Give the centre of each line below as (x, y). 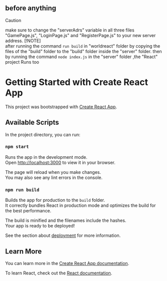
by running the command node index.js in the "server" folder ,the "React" (81, 57)
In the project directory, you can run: (43, 134)
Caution (13, 20)
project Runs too (22, 62)
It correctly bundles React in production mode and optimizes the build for (80, 205)
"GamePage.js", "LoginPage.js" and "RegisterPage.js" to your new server (80, 35)
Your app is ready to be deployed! (40, 226)
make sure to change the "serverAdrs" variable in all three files (70, 30)
